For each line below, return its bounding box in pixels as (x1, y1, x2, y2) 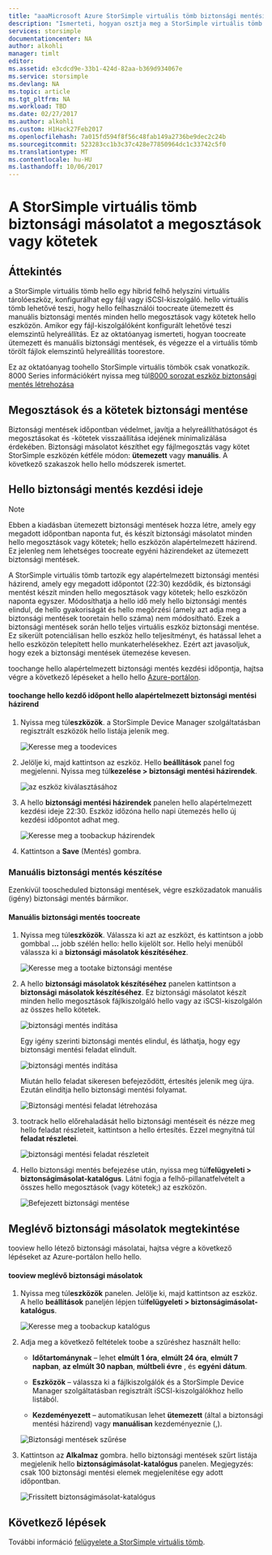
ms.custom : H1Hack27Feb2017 (8, 125, 104, 133)
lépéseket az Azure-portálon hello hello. (8, 1252, 142, 1262)
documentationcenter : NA (8, 34, 92, 43)
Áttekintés (8, 265, 62, 279)
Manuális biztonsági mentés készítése (8, 866, 163, 878)
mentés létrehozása (8, 379, 74, 390)
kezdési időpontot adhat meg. (19, 814, 120, 824)
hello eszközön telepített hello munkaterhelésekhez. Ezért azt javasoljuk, (8, 639, 251, 649)
